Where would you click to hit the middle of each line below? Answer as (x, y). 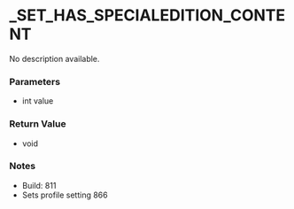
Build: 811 (39, 185)
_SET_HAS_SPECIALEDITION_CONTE (147, 15)
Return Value (38, 124)
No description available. (54, 58)
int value (38, 101)
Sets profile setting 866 (65, 195)
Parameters (35, 81)
